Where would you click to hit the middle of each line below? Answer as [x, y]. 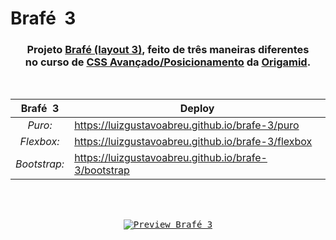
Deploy [197, 109]
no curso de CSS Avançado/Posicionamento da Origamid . [168, 62]
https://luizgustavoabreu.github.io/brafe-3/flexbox [193, 142]
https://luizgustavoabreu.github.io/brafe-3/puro [187, 125]
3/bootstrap [102, 170]
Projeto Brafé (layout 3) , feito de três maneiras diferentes [168, 50]
